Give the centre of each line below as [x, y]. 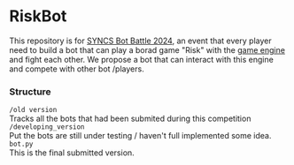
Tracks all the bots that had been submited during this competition [130, 119]
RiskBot [38, 16]
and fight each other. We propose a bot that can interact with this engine [142, 59]
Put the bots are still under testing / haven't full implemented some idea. [140, 136]
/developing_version [47, 127]
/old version [33, 110]
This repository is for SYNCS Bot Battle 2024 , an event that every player [140, 41]
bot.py [21, 144]
